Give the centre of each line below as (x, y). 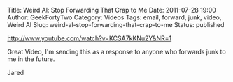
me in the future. (31, 59)
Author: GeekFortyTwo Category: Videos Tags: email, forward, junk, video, (114, 17)
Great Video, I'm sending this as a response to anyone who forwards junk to (116, 52)
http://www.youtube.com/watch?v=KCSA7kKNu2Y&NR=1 (90, 38)
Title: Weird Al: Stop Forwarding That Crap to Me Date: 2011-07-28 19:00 (112, 10)
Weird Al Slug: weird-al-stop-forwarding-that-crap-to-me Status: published (116, 25)
